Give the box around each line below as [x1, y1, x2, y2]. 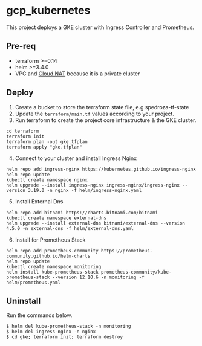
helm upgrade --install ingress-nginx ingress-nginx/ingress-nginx [6, 182, 180, 188]
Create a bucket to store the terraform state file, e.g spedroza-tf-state [15, 103, 189, 111]
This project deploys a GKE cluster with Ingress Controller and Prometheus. [6, 24, 195, 31]
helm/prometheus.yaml [6, 279, 61, 286]
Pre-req [6, 41, 36, 51]
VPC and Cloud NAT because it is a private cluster [15, 70, 140, 77]
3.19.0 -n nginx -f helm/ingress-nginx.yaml [28, 187, 142, 193]
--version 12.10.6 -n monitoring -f [52, 274, 145, 280]
